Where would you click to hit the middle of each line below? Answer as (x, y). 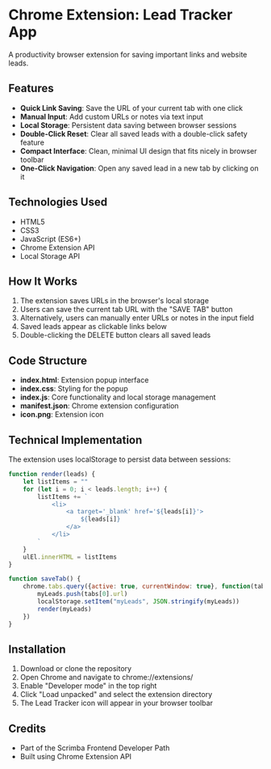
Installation (37, 649)
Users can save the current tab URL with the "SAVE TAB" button (126, 310)
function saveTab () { (45, 579)
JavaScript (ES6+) (50, 239)
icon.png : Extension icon (62, 415)
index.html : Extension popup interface (84, 380)
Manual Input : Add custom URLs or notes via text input (112, 116)
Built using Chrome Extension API (75, 757)
